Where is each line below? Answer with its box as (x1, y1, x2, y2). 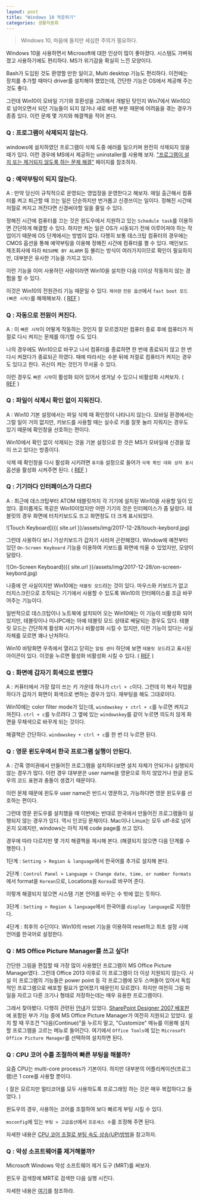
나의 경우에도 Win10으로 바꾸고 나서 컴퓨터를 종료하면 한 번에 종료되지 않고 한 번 (6, 346, 192, 353)
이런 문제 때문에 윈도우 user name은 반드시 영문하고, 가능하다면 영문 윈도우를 (6, 789, 186, 797)
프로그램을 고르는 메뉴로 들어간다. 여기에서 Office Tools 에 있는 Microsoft (12, 1026, 186, 1033)
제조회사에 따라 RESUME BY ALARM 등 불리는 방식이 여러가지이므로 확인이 (6, 247, 172, 254)
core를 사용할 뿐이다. (23, 1073, 73, 1080)
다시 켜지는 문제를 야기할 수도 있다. (17, 333, 98, 340)
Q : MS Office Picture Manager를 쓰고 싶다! (6, 947, 129, 955)
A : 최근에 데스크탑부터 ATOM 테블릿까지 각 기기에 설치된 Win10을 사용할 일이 (6, 497, 187, 504)
